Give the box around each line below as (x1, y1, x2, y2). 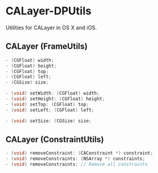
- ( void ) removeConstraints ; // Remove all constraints (5, 162, 148, 168)
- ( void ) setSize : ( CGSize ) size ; (5, 118, 92, 124)
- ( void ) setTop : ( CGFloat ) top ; (5, 101, 89, 107)
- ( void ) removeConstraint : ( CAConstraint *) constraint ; (5, 150, 153, 156)
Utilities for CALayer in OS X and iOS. (5, 24, 97, 31)
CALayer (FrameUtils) (5, 41, 88, 51)
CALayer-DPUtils (5, 4, 92, 18)
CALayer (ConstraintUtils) (5, 134, 104, 144)
